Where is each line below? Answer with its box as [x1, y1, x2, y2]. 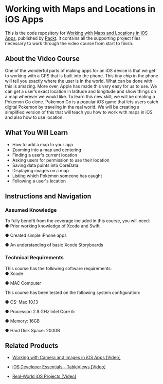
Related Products [5, 341, 58, 350]
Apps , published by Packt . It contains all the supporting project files [5, 35, 141, 41]
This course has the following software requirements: [5, 265, 112, 271]
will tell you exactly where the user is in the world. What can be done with [5, 78, 152, 84]
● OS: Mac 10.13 [5, 299, 38, 305]
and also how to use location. [5, 114, 64, 120]
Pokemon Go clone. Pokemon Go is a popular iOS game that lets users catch [5, 99, 159, 105]
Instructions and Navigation [5, 192, 91, 200]
